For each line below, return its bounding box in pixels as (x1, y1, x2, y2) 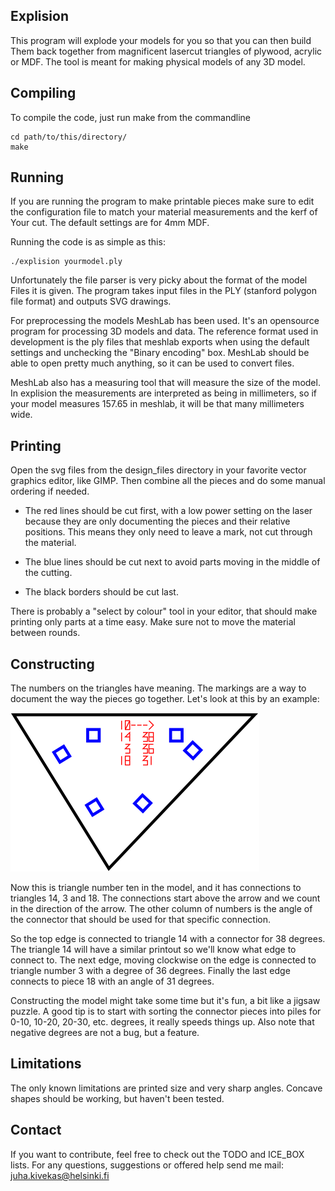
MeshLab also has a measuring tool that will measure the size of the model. (10, 377, 321, 389)
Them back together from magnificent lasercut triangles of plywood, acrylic (10, 45, 323, 57)
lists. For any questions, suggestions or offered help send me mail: (10, 1159, 285, 1171)
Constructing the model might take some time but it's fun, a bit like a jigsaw (10, 995, 321, 1007)
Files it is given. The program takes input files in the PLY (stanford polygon (10, 285, 317, 297)
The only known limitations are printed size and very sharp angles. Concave (10, 1082, 323, 1094)
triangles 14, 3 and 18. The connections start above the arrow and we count (10, 892, 321, 904)
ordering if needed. (10, 485, 90, 498)
